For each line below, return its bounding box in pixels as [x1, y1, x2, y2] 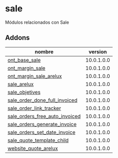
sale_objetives [7, 88, 41, 95]
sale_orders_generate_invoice [7, 120, 77, 127]
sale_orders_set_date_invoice [7, 129, 76, 136]
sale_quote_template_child [7, 137, 69, 144]
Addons [5, 34, 30, 42]
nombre [35, 48, 54, 55]
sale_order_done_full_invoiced [7, 97, 78, 104]
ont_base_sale [7, 56, 41, 63]
